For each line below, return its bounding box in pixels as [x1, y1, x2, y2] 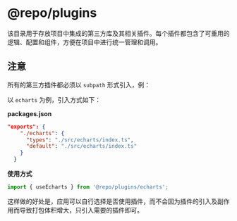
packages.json [7, 109, 52, 118]
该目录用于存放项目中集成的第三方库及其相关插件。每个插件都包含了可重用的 [7, 29, 230, 37]
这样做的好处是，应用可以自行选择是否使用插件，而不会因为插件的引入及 [7, 197, 217, 206]
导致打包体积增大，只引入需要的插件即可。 [19, 206, 143, 214]
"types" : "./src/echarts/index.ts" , [25, 136, 134, 144]
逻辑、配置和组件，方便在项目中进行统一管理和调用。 [7, 37, 162, 46]
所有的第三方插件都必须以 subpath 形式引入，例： [7, 80, 150, 89]
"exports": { [7, 123, 46, 130]
